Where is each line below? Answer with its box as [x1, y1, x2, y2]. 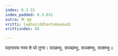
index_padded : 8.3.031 [5, 12, 53, 17]
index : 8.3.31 [5, 7, 35, 13]
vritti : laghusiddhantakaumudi [5, 21, 71, 27]
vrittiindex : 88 [5, 26, 40, 32]
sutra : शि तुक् [5, 17, 32, 22]
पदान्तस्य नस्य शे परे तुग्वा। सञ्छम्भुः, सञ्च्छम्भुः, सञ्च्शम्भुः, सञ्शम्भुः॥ [5, 45, 113, 51]
